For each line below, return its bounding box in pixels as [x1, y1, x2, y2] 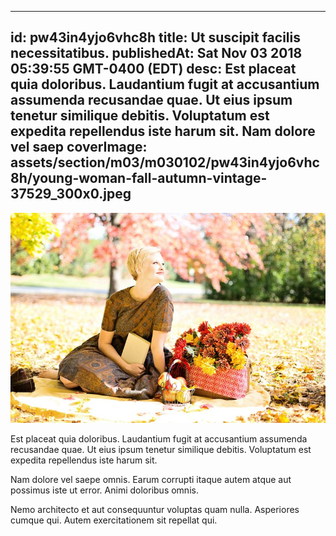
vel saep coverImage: [10, 139, 148, 156]
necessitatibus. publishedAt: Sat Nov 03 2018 [10, 45, 303, 62]
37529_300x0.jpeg [10, 186, 132, 203]
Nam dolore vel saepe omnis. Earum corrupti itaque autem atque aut [10, 473, 292, 485]
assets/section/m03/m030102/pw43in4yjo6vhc [10, 154, 320, 171]
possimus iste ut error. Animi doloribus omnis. [10, 484, 199, 496]
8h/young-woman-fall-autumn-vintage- [10, 170, 268, 187]
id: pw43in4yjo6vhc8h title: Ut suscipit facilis [10, 29, 301, 46]
